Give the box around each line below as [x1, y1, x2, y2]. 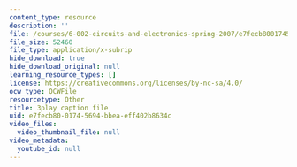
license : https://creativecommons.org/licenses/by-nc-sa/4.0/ [9, 79, 243, 87]
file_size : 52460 [9, 37, 73, 47]
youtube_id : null [17, 144, 81, 153]
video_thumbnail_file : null [17, 128, 121, 137]
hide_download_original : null [9, 63, 121, 72]
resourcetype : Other [9, 95, 86, 104]
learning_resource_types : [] [9, 71, 117, 80]
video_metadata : [9, 136, 69, 145]
